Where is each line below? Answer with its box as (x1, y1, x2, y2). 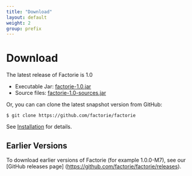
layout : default (6, 14, 47, 20)
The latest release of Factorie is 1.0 (6, 71, 93, 79)
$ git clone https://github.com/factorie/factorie (6, 112, 136, 119)
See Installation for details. (6, 123, 72, 130)
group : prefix (6, 25, 42, 32)
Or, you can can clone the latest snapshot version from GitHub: (6, 101, 163, 108)
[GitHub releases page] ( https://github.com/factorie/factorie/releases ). (6, 163, 182, 170)
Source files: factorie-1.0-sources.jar (14, 90, 107, 97)
